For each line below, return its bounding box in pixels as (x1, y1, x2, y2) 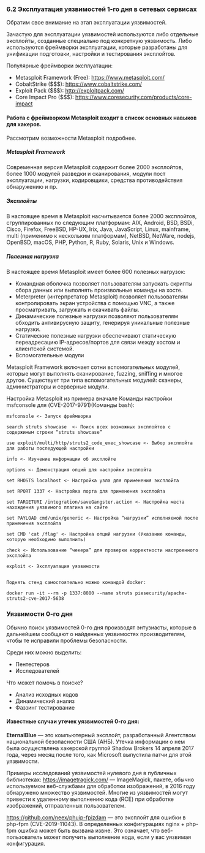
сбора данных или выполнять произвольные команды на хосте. (15, 287, 183, 294)
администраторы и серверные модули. (6, 383, 110, 390)
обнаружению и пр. (6, 183, 58, 191)
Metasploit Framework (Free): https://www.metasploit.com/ (15, 74, 165, 82)
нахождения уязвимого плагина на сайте (6, 504, 108, 510)
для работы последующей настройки (6, 445, 95, 452)
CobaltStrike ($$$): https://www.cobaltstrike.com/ (15, 80, 143, 88)
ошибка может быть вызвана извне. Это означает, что (17, 827, 160, 834)
